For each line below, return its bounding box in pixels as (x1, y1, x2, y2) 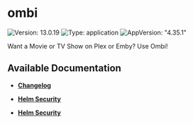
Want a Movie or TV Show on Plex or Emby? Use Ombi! (7, 42, 168, 50)
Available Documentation (7, 62, 122, 75)
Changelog (17, 81, 52, 89)
